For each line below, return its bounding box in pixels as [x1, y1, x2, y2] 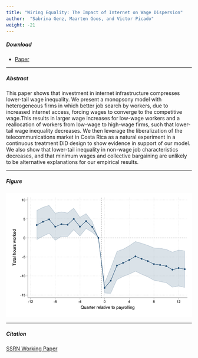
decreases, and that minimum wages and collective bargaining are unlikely [6, 152, 187, 159]
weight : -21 [6, 22, 35, 28]
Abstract [6, 74, 28, 82]
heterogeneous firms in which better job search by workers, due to [6, 102, 169, 109]
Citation [6, 330, 27, 337]
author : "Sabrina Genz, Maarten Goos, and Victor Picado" [6, 15, 154, 22]
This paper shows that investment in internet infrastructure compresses [6, 90, 180, 97]
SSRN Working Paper [6, 345, 58, 352]
